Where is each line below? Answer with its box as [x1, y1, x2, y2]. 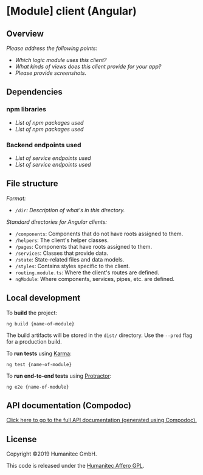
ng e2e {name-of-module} [6, 384, 69, 390]
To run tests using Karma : [6, 350, 72, 357]
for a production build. [6, 338, 62, 345]
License [6, 434, 37, 445]
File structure [6, 178, 58, 189]
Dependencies [6, 87, 63, 97]
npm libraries [6, 105, 47, 114]
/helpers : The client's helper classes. [15, 236, 109, 244]
